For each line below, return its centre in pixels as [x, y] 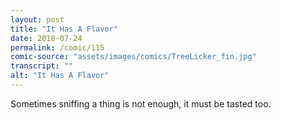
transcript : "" [42, 66]
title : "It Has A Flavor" [64, 29]
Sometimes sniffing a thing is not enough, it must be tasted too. [141, 103]
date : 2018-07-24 [46, 38]
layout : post [37, 19]
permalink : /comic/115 [57, 47]
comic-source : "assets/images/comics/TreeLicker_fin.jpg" [133, 57]
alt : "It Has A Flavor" [60, 76]
